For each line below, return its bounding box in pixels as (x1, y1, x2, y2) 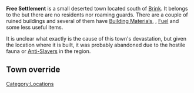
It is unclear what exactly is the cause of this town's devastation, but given (6, 35, 187, 42)
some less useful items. (6, 24, 63, 31)
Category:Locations (6, 80, 54, 87)
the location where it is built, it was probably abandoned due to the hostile (6, 41, 186, 48)
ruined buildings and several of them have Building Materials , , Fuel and (6, 18, 179, 24)
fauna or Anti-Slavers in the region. (6, 48, 91, 55)
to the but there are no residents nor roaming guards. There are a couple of (6, 11, 188, 18)
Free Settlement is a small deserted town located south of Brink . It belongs (6, 5, 188, 12)
